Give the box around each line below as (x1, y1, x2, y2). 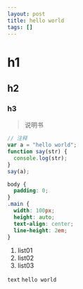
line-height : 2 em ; (13, 227, 68, 234)
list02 (17, 253, 34, 263)
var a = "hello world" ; (7, 141, 77, 149)
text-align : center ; (13, 220, 74, 227)
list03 (17, 261, 34, 270)
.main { (7, 200, 30, 208)
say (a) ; (7, 168, 30, 175)
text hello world (7, 276, 57, 284)
